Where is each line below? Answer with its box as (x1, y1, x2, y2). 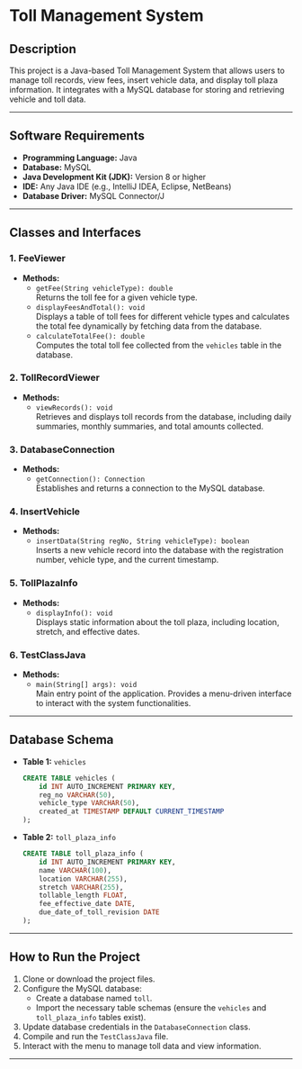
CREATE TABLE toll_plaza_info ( (22, 849, 144, 858)
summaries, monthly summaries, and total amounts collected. (35, 421, 264, 431)
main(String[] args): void (35, 680, 138, 689)
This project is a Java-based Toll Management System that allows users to (9, 65, 285, 76)
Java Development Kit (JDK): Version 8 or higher (22, 171, 207, 182)
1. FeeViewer (9, 252, 66, 265)
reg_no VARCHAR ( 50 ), (39, 790, 116, 800)
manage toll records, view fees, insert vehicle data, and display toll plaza (9, 75, 279, 86)
